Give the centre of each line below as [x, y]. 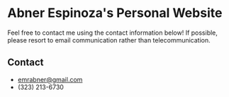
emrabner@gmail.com [50, 79]
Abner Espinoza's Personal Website [115, 13]
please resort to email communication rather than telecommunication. [109, 40]
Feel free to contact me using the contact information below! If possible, [113, 33]
